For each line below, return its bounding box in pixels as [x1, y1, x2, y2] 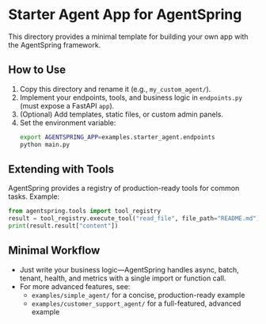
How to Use [8, 63, 66, 77]
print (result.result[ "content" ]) [8, 222, 119, 231]
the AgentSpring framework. [8, 40, 101, 49]
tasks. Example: [8, 192, 60, 201]
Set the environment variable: [19, 117, 116, 128]
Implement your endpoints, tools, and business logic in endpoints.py [19, 93, 243, 102]
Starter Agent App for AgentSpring [8, 6, 242, 24]
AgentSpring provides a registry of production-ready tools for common [8, 184, 240, 193]
